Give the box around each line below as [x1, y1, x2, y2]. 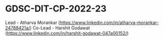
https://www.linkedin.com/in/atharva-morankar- [60, 19, 159, 25]
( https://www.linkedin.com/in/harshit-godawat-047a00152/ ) [5, 30, 129, 36]
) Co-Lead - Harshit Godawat [30, 24, 90, 30]
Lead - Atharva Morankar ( [5, 19, 60, 25]
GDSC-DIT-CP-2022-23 [5, 3, 107, 14]
